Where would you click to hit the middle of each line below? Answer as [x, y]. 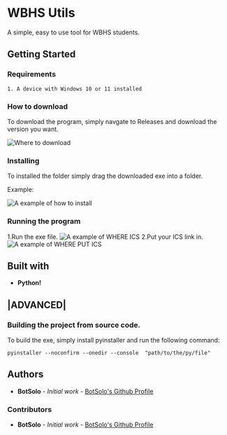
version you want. [33, 129]
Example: [21, 190]
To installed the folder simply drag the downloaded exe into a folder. [105, 176]
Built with [28, 266]
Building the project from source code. [74, 325]
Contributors [30, 409]
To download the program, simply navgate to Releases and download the [112, 121]
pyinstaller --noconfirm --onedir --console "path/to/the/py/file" [109, 353]
